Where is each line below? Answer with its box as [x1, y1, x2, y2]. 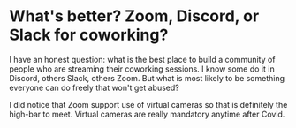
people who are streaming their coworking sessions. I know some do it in [9, 64, 276, 74]
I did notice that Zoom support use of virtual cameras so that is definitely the [9, 99, 288, 109]
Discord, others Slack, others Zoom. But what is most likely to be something [9, 72, 285, 83]
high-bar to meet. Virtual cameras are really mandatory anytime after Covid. [9, 109, 285, 119]
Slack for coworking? [9, 25, 169, 45]
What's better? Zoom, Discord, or [9, 6, 260, 26]
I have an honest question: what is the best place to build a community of [9, 54, 276, 64]
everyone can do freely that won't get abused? [9, 82, 179, 93]
